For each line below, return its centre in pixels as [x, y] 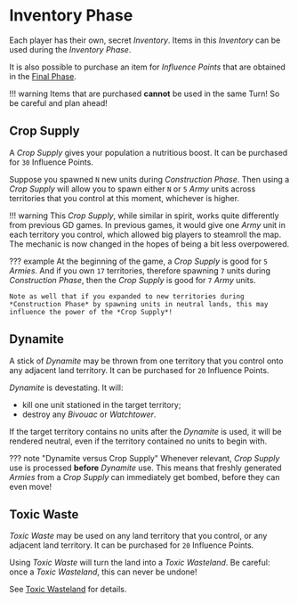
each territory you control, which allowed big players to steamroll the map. [145, 234]
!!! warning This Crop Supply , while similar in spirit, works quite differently [144, 216]
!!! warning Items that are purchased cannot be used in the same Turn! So [145, 94]
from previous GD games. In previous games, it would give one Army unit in [148, 224]
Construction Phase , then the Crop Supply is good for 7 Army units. [133, 280]
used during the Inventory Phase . [70, 49]
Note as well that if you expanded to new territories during [127, 296]
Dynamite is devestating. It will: [66, 387]
